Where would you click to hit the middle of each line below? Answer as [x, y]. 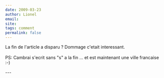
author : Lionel [21, 14]
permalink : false [23, 33]
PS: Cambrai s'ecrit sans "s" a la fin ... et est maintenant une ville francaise [82, 57]
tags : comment [20, 28]
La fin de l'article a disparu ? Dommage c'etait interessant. [65, 47]
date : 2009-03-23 [23, 10]
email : [12, 19]
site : [11, 24]
